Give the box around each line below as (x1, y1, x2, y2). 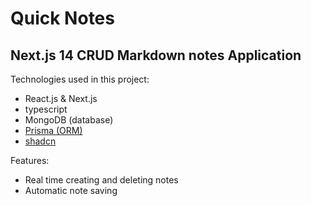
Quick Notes (10, 7, 115, 30)
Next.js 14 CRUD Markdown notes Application (10, 47, 302, 64)
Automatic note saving (24, 185, 118, 196)
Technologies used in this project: (10, 73, 150, 85)
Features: (10, 155, 50, 166)
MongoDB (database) (24, 114, 114, 126)
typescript (24, 103, 68, 115)
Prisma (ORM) (24, 125, 83, 136)
